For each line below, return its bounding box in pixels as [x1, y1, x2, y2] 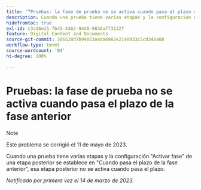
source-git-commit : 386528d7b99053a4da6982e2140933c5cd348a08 [6, 36, 165, 42]
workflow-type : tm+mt [6, 42, 60, 48]
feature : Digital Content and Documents [6, 31, 109, 37]
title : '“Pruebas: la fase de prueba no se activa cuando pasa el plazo [6, 8, 191, 15]
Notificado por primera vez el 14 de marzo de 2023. [6, 177, 135, 184]
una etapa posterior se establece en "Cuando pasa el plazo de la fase [6, 159, 178, 166]
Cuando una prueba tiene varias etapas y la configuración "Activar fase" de [6, 152, 193, 160]
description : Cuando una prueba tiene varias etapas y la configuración [6, 14, 191, 20]
